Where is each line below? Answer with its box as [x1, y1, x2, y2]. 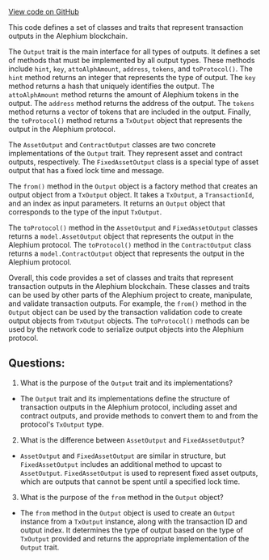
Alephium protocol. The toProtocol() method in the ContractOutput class [8, 240, 252, 249]
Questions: [8, 356, 65, 371]
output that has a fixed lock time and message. [8, 166, 164, 175]
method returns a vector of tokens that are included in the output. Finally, [8, 107, 252, 117]
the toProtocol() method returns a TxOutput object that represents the [8, 116, 243, 125]
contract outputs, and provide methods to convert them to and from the [19, 410, 258, 420]
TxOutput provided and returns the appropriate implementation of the [19, 533, 250, 543]
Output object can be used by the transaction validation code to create [8, 308, 243, 316]
